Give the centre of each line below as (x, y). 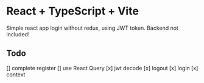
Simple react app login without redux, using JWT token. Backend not (92, 28)
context (16, 75)
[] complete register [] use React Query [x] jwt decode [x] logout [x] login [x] (102, 68)
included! (18, 34)
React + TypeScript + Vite (72, 11)
